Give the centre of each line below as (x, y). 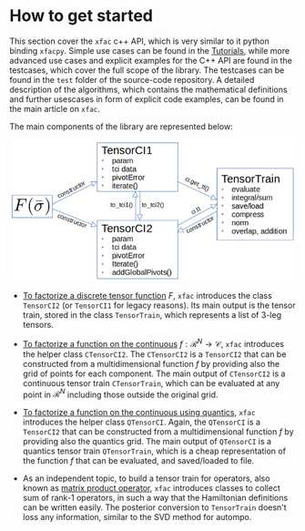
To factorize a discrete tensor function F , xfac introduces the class (147, 295)
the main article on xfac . (55, 108)
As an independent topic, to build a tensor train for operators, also (146, 478)
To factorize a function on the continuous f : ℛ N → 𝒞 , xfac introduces (153, 342)
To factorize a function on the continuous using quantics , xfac (139, 413)
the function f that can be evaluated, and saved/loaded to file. (138, 461)
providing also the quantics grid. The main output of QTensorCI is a (147, 442)
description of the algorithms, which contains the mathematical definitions (149, 89)
